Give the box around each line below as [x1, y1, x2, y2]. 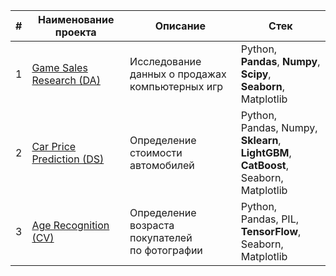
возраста [129, 219, 175, 232]
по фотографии [129, 244, 203, 257]
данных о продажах [129, 67, 227, 81]
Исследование [129, 55, 202, 68]
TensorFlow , [240, 225, 302, 238]
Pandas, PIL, [240, 212, 300, 226]
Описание [154, 19, 207, 33]
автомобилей [129, 159, 195, 172]
